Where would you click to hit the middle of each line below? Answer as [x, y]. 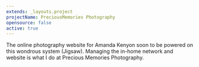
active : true [22, 28]
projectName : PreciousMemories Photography [61, 17]
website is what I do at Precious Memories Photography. [75, 58]
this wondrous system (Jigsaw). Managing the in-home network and [90, 52]
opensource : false [29, 23]
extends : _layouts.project [40, 12]
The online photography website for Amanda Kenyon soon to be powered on [100, 45]
